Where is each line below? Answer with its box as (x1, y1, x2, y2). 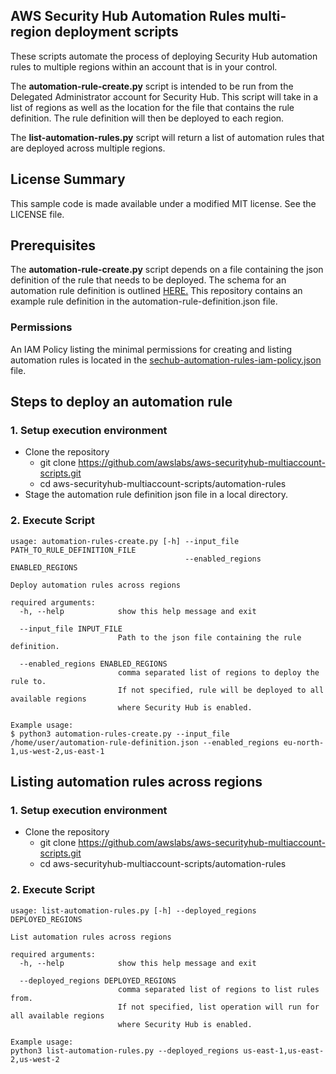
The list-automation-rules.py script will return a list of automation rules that (10, 131, 325, 143)
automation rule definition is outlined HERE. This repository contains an (10, 285, 303, 297)
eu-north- (283, 737, 325, 748)
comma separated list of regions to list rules (117, 984, 320, 994)
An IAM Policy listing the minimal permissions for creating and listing (10, 343, 293, 355)
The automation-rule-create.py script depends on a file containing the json (10, 264, 324, 276)
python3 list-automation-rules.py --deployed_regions (10, 1045, 240, 1056)
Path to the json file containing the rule (117, 632, 302, 643)
